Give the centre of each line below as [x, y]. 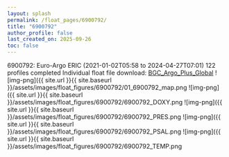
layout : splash [29, 13]
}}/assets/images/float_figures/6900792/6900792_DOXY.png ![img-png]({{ [115, 102]
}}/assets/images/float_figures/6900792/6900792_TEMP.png [95, 146]
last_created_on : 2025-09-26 [49, 39]
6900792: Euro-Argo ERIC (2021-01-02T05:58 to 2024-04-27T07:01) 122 [112, 65]
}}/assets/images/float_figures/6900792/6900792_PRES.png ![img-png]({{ [114, 117]
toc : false [23, 46]
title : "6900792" [32, 26]
